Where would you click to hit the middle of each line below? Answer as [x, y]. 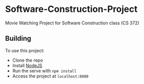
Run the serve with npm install [44, 71]
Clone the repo [28, 60]
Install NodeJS [27, 65]
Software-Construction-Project [71, 9]
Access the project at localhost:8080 [50, 76]
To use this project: [25, 50]
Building [18, 39]
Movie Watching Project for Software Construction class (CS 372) [72, 23]
